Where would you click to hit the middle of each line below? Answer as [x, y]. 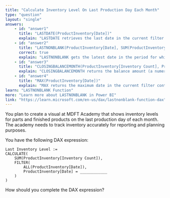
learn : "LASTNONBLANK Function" [39, 90]
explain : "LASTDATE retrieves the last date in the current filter [91, 39]
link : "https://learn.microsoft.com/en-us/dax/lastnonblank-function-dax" [86, 100]
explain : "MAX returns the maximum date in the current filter [87, 85]
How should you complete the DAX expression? [55, 190]
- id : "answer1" [32, 29]
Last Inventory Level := [31, 150]
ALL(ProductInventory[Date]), [55, 167]
